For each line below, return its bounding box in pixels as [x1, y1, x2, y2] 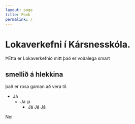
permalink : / [5, 17, 33, 22]
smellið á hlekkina [5, 70, 63, 78]
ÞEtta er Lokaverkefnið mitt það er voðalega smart [5, 55, 110, 61]
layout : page [5, 7, 33, 13]
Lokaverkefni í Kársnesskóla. [5, 38, 131, 50]
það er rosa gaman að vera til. [5, 84, 68, 90]
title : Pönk [5, 12, 30, 17]
